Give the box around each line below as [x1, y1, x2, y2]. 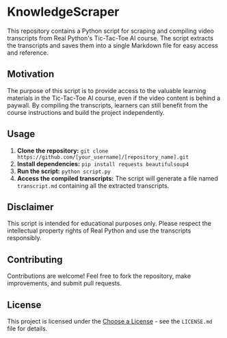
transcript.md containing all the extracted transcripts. [16, 181, 170, 190]
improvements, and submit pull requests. [7, 279, 122, 287]
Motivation [7, 68, 55, 80]
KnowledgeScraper [7, 4, 120, 20]
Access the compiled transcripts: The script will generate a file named [16, 174, 219, 182]
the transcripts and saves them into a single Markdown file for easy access [7, 41, 219, 49]
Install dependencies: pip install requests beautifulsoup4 [16, 159, 189, 168]
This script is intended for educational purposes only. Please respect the [7, 220, 212, 228]
